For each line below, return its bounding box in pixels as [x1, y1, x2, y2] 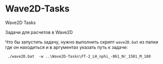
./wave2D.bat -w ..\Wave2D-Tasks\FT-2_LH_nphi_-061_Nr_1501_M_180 [7, 53, 151, 59]
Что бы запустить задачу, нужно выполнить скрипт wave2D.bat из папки [5, 38, 158, 45]
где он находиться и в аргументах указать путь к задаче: [5, 44, 128, 50]
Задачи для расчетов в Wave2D [5, 29, 73, 35]
